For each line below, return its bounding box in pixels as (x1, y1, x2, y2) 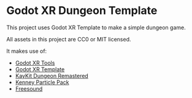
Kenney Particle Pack (15, 79, 69, 86)
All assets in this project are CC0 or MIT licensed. (6, 35, 131, 43)
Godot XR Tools (15, 59, 55, 66)
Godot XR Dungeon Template (6, 4, 158, 18)
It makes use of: (6, 47, 47, 55)
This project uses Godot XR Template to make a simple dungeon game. (6, 24, 186, 31)
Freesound (15, 85, 43, 92)
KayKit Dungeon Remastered (15, 72, 89, 79)
